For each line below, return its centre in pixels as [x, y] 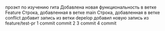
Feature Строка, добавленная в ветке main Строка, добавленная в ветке [82, 12]
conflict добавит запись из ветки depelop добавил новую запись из [77, 18]
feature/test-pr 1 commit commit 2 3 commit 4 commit [61, 23]
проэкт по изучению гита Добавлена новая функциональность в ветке [81, 7]
